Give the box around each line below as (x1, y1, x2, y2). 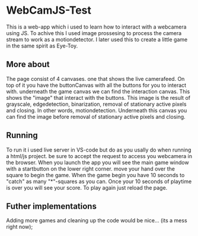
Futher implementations (6, 201, 97, 211)
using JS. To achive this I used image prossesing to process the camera (6, 29, 182, 36)
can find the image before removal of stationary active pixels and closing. (6, 113, 186, 120)
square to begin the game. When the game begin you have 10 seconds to (6, 171, 185, 178)
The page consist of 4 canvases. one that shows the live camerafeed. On (6, 75, 185, 82)
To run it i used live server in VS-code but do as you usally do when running (6, 146, 191, 153)
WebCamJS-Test (6, 4, 92, 17)
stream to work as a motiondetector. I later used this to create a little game (6, 36, 188, 43)
